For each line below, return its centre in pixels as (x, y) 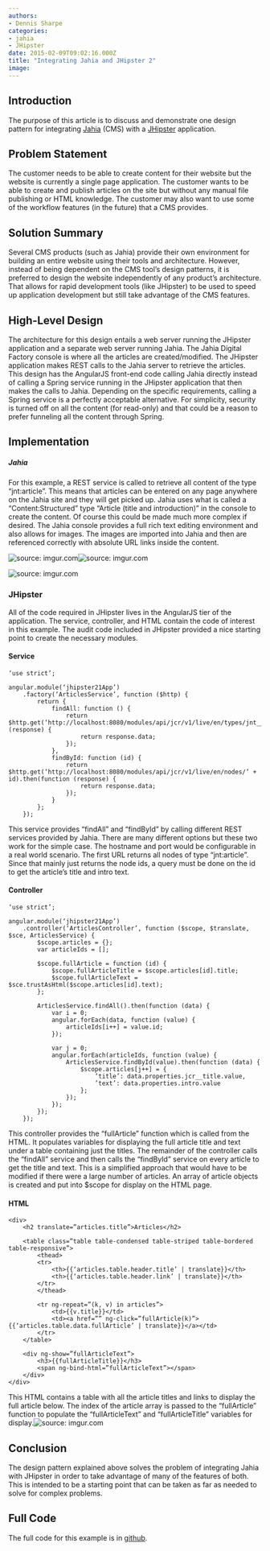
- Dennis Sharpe (35, 23)
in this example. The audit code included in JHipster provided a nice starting (135, 629)
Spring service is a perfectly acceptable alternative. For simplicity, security (132, 400)
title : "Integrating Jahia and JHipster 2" (82, 61)
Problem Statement (58, 154)
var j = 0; (70, 1048)
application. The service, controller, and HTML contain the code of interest (132, 621)
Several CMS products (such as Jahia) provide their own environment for (129, 252)
